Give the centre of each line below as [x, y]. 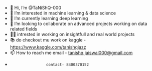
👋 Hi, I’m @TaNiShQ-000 [36, 8]
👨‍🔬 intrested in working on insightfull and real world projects [72, 34]
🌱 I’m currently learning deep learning [49, 18]
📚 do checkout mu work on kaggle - [48, 40]
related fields [24, 29]
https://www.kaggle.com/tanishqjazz [48, 47]
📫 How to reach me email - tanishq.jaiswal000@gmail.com [71, 53]
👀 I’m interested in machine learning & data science [63, 13]
